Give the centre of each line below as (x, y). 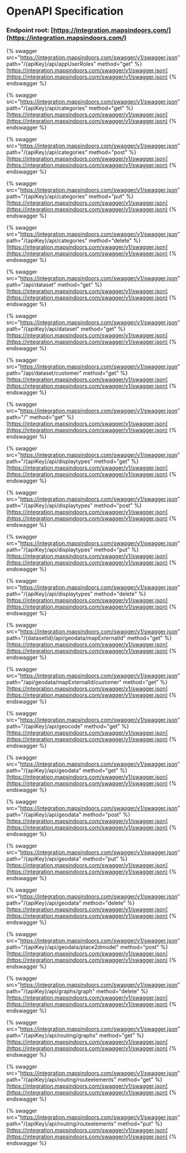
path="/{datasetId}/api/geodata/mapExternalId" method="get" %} (89, 638)
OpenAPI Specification (65, 11)
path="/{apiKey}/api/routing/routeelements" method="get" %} (84, 1080)
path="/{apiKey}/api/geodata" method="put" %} (67, 859)
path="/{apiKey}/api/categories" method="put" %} (70, 197)
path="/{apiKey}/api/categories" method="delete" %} (74, 241)
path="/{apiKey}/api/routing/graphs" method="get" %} (75, 1035)
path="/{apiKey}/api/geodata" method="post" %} (68, 815)
